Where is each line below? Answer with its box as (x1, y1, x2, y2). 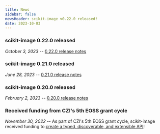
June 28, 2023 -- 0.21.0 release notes (5, 72, 82, 78)
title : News (5, 7, 29, 12)
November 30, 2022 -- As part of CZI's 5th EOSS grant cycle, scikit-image (5, 118, 156, 124)
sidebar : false (5, 12, 36, 17)
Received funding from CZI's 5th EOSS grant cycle (5, 107, 128, 114)
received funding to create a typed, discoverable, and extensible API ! (5, 124, 145, 130)
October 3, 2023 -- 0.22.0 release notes (5, 48, 86, 54)
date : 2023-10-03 (5, 21, 41, 26)
